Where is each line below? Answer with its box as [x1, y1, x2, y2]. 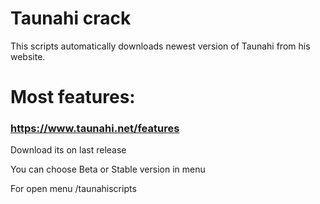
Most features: [10, 86, 136, 109]
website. [10, 50, 46, 62]
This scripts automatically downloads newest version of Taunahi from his [10, 40, 311, 52]
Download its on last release [10, 144, 127, 156]
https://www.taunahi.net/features [10, 122, 180, 136]
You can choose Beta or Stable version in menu [10, 163, 206, 176]
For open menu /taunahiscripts [10, 183, 137, 195]
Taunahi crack [10, 7, 132, 30]
